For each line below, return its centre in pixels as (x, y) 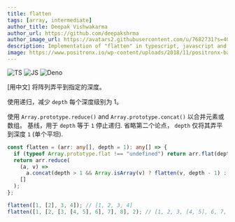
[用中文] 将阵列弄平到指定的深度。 (57, 87)
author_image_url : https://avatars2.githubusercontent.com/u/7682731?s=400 (120, 40)
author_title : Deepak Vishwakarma (58, 27)
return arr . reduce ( (42, 160)
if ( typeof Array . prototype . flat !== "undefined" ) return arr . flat (114, 154)
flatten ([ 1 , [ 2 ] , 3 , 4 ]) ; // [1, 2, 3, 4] (70, 205)
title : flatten (29, 14)
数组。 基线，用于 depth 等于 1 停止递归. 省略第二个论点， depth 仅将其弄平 (115, 125)
